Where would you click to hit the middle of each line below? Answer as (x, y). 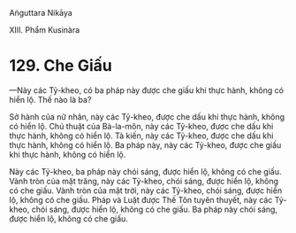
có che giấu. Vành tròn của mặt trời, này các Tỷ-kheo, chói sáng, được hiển (146, 190)
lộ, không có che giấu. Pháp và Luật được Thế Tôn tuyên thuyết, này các (141, 199)
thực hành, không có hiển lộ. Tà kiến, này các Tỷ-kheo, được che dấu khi (141, 136)
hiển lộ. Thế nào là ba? (50, 99)
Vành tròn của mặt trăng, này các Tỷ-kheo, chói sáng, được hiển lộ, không (144, 181)
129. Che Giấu (61, 66)
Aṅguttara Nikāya (41, 13)
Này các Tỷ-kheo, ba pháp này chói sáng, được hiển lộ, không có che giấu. (145, 171)
